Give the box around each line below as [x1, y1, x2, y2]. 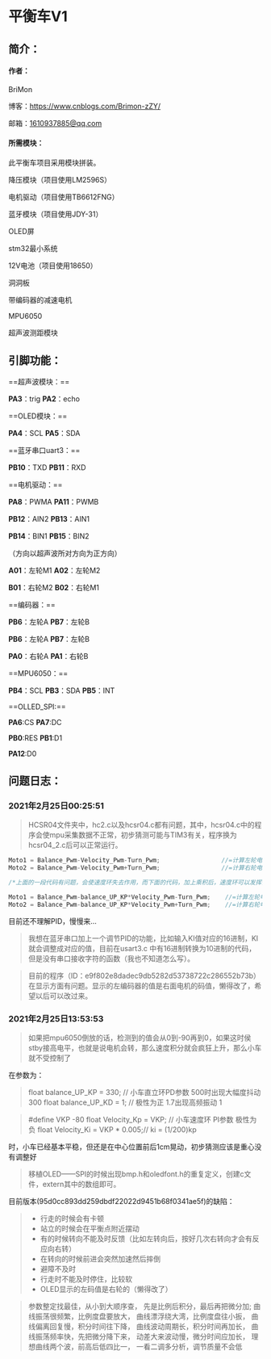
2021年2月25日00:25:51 [8, 800, 105, 812]
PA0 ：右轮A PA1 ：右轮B [8, 651, 89, 661]
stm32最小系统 [8, 243, 58, 253]
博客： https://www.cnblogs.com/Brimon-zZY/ [8, 101, 161, 111]
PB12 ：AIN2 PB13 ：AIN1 [8, 514, 90, 523]
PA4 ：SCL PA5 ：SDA [8, 428, 81, 438]
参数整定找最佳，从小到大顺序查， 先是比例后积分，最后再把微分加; [27, 1302, 252, 1311]
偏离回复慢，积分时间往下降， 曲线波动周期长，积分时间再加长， [35, 1322, 250, 1332]
